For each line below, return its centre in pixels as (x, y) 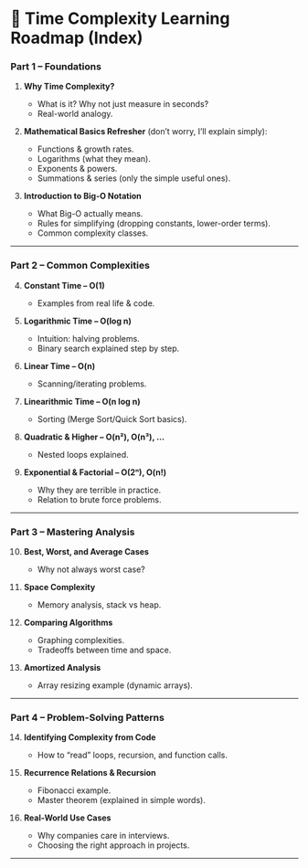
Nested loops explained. (83, 454)
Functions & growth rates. (86, 149)
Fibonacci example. (74, 790)
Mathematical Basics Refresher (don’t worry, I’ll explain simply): (145, 132)
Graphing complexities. (81, 640)
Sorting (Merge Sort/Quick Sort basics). (112, 418)
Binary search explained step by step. (108, 348)
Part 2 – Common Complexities (80, 266)
